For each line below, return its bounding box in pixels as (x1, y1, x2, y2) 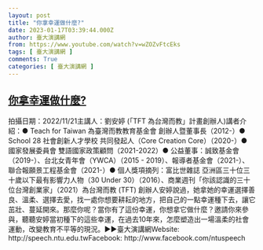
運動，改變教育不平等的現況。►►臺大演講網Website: (8, 224, 180, 233)
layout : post (8, 11, 51, 20)
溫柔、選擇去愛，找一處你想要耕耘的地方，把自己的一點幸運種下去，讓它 (21, 194, 256, 204)
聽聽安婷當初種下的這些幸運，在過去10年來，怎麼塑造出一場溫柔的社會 (21, 214, 250, 224)
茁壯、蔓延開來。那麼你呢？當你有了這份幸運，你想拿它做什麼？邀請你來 (8, 204, 242, 214)
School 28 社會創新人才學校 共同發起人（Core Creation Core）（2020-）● (8, 135, 248, 145)
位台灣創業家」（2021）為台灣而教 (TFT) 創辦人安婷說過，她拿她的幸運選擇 (8, 185, 249, 194)
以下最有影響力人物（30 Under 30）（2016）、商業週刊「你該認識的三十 (21, 175, 251, 185)
